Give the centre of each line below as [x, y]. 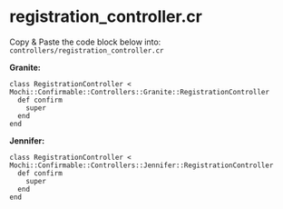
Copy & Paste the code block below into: [85, 42]
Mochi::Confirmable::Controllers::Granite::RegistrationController [140, 92]
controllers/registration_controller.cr [87, 50]
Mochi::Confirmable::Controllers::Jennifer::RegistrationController [141, 165]
